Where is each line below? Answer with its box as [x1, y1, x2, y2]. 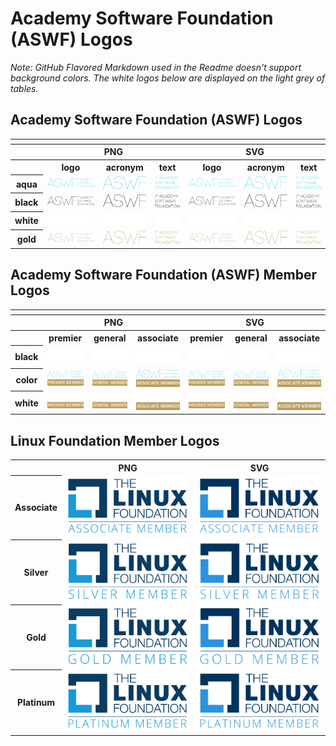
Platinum [16, 697, 56, 709]
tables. [10, 82, 39, 94]
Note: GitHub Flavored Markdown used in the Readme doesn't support [10, 61, 302, 73]
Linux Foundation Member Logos [10, 432, 220, 449]
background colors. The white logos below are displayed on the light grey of [10, 72, 326, 84]
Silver [23, 566, 49, 578]
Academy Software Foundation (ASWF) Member [10, 267, 317, 284]
